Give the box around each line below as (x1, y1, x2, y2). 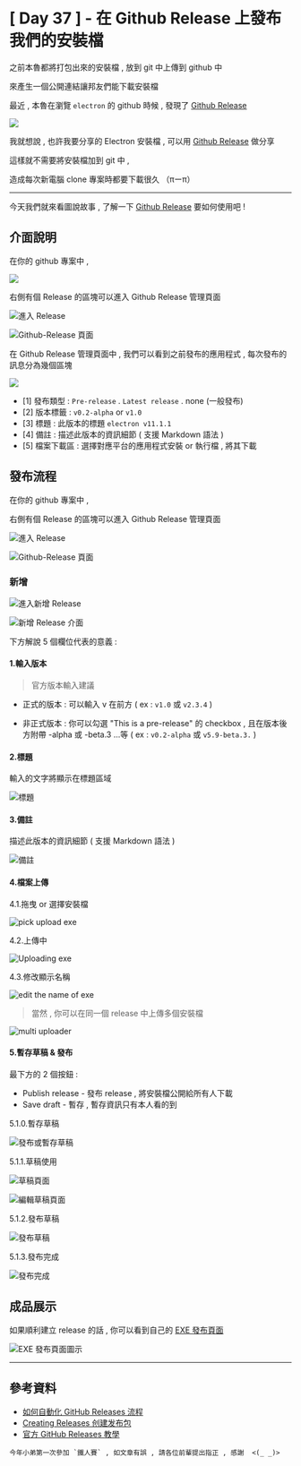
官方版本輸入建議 (30, 680, 95, 690)
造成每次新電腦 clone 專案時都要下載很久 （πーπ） (9, 174, 195, 184)
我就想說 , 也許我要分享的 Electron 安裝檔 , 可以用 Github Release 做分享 (9, 135, 275, 146)
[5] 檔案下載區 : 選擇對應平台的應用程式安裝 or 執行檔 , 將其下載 (21, 440, 257, 450)
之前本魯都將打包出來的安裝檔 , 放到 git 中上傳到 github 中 (9, 62, 222, 73)
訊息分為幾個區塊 (9, 359, 73, 370)
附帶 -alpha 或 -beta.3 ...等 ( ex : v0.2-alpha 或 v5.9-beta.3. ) (30, 729, 257, 740)
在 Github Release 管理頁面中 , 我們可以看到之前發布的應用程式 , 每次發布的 (9, 348, 288, 359)
